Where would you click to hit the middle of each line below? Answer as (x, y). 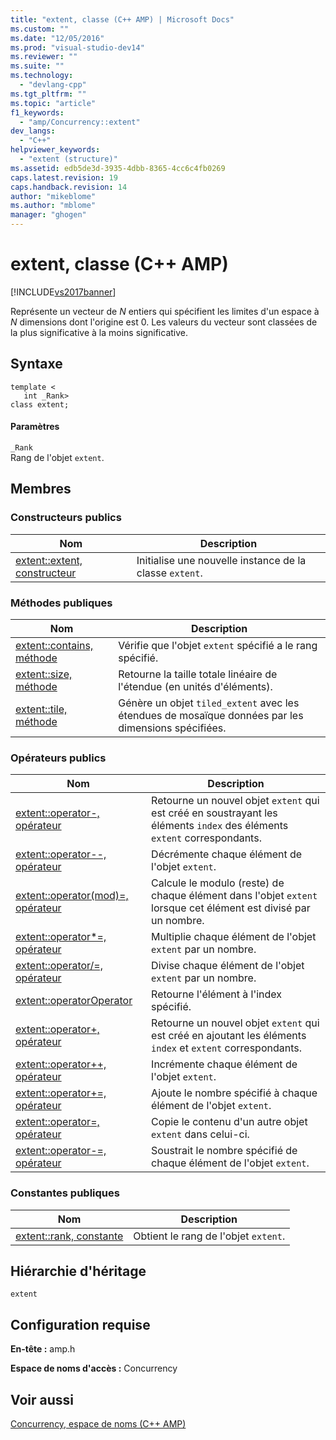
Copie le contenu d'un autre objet (229, 1122)
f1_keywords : (37, 112)
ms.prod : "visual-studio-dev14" (77, 47)
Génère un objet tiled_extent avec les (209, 703)
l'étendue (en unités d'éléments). (195, 686)
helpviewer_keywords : (55, 150)
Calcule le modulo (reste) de (218, 883)
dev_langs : (33, 131)
